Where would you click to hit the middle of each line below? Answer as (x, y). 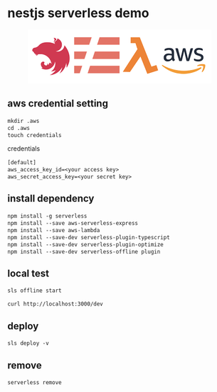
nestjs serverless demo (78, 13)
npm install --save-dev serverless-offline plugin (84, 251)
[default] (22, 162)
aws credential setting (58, 104)
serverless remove (35, 383)
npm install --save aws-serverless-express (73, 223)
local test (28, 273)
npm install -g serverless (47, 216)
